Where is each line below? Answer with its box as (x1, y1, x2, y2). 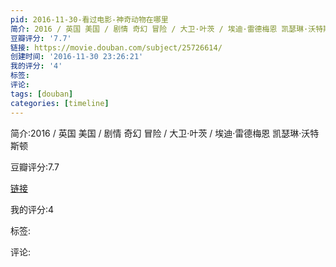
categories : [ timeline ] (10, 98, 110, 108)
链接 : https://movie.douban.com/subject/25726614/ (10, 42, 223, 53)
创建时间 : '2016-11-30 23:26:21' (10, 52, 144, 62)
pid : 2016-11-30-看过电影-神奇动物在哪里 (10, 14, 169, 25)
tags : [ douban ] (10, 89, 74, 99)
